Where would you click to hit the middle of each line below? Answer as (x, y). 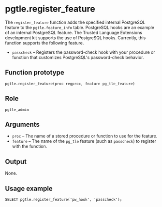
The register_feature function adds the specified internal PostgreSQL (75, 22)
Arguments (22, 124)
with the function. (29, 147)
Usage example (29, 188)
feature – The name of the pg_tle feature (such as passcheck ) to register (84, 141)
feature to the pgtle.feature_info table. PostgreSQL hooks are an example (80, 27)
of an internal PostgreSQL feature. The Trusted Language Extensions (74, 32)
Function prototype (35, 73)
